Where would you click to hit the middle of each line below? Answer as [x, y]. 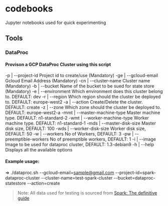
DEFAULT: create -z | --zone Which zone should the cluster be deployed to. [83, 107]
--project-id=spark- [136, 172]
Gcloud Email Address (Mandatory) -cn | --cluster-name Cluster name [78, 81]
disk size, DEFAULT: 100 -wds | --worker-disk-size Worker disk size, [76, 128]
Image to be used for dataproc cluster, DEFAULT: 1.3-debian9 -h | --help [80, 144]
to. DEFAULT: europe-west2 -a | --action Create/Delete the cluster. [74, 102]
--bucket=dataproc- [134, 177]
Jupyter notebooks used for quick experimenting [56, 22]
